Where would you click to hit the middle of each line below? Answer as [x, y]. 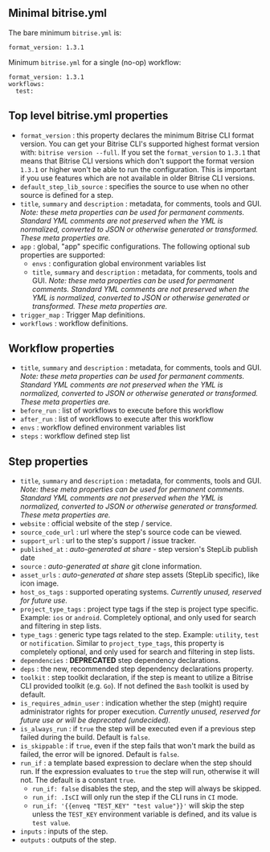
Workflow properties [61, 349]
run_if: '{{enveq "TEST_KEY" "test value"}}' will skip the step [138, 806]
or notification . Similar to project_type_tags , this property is [122, 644]
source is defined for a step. [67, 195]
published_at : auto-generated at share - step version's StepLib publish [139, 549]
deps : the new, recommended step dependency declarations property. [137, 669]
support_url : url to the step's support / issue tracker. [108, 541]
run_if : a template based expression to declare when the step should [136, 763]
